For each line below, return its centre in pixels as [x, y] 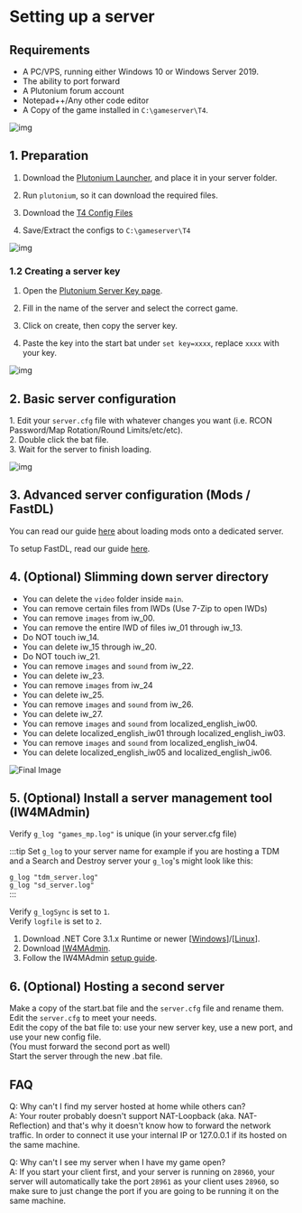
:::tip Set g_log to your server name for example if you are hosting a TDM [144, 852]
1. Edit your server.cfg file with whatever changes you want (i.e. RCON [141, 420]
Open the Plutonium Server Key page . [92, 291]
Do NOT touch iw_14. [61, 637]
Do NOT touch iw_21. [61, 656]
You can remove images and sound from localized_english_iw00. [140, 723]
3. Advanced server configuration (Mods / [130, 495]
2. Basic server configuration [93, 399]
